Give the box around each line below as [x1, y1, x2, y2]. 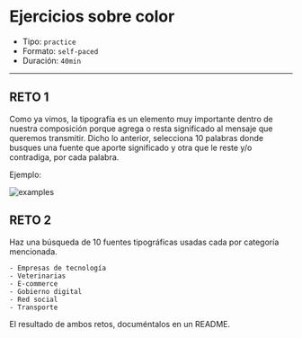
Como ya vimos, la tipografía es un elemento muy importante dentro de [9, 113, 273, 124]
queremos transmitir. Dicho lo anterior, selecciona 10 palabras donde [9, 132, 263, 143]
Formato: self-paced [22, 45, 99, 56]
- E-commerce [9, 279, 58, 289]
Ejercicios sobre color [9, 6, 175, 27]
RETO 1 [9, 90, 49, 105]
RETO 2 [9, 213, 52, 228]
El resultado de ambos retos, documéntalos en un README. [9, 318, 231, 329]
